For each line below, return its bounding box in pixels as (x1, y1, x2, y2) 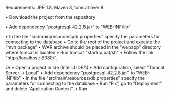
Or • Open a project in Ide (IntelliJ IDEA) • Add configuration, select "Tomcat (5, 65, 165, 70)
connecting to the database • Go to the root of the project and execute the (5, 39, 160, 45)
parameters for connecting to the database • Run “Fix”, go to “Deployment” (5, 80, 162, 86)
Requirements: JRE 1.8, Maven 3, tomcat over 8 (5, 5, 104, 10)
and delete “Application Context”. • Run (5, 86, 88, 92)
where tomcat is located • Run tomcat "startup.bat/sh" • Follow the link (5, 50, 154, 55)
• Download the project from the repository (5, 14, 96, 20)
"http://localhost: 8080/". (5, 55, 57, 61)
